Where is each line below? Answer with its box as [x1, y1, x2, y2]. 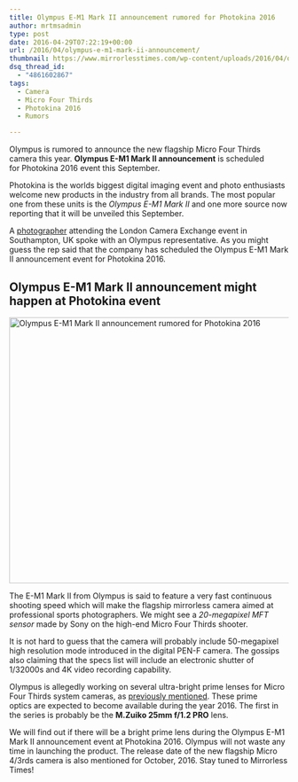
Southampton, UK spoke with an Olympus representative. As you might [9, 235, 269, 246]
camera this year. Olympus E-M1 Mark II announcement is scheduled [9, 153, 264, 164]
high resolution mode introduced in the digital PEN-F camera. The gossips [9, 645, 280, 656]
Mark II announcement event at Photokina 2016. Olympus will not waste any [9, 736, 286, 747]
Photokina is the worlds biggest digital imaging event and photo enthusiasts [9, 180, 286, 191]
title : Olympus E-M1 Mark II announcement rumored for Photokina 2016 [9, 12, 276, 22]
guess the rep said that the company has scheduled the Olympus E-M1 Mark [9, 245, 289, 255]
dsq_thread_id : [9, 63, 66, 72]
